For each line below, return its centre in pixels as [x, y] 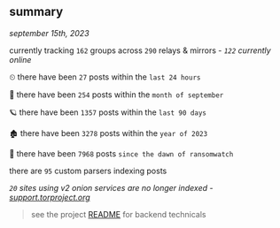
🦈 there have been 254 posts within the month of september [117, 95]
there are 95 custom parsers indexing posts [88, 171]
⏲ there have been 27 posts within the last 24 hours [105, 77]
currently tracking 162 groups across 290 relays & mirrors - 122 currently [140, 50]
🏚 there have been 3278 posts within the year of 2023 [109, 133]
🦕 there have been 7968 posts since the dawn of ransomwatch [121, 153]
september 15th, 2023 [50, 33]
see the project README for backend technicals [118, 214]
